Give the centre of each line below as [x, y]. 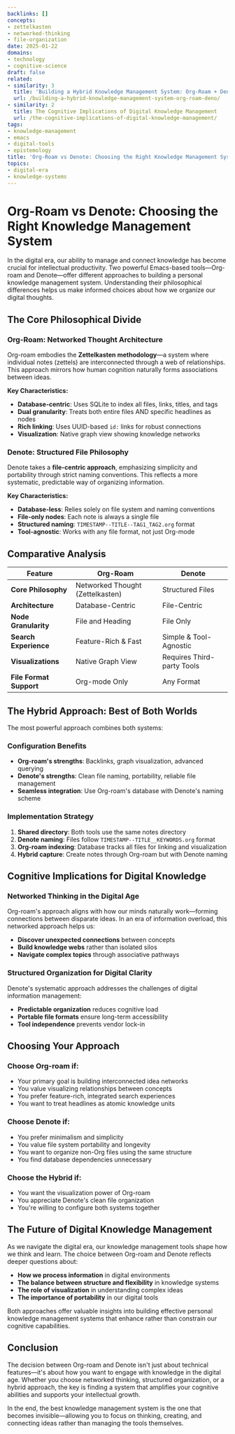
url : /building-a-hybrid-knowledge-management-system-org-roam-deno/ [117, 99]
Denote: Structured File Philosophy [68, 453]
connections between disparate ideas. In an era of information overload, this [117, 919]
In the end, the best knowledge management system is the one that [104, 1408]
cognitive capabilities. [39, 1325]
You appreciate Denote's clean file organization [86, 1200]
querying [30, 768]
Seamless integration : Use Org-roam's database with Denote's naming [120, 791]
